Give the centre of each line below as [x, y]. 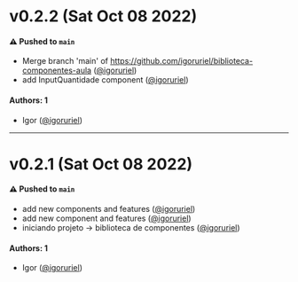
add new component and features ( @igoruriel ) [107, 218]
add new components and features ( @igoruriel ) [109, 208]
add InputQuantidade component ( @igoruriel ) [105, 80]
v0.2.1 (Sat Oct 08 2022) [101, 164]
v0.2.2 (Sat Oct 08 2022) [103, 16]
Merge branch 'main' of [65, 61]
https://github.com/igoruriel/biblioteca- [182, 61]
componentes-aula [56, 70]
